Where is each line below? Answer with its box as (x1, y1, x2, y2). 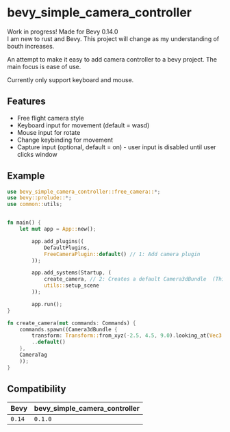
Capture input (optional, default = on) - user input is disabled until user (16, 142, 217, 151)
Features (7, 96, 46, 107)
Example (7, 170, 45, 182)
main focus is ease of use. (7, 62, 81, 71)
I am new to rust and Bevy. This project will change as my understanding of (7, 34, 220, 42)
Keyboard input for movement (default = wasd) (16, 121, 150, 129)
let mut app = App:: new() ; (19, 226, 97, 233)
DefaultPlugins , (43, 244, 90, 251)
